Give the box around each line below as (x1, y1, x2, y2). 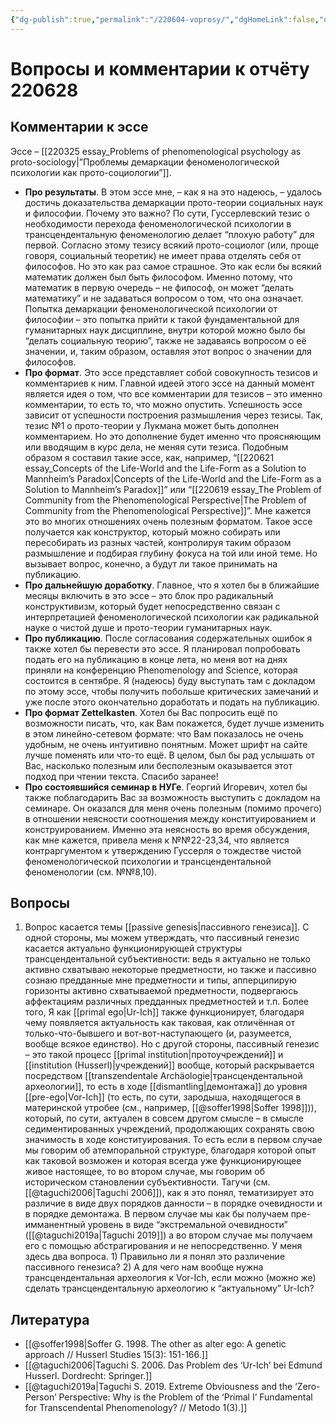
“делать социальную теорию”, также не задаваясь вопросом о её (24, 334, 307, 346)
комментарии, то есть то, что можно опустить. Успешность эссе (24, 398, 303, 410)
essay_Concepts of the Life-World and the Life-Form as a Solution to (24, 462, 307, 474)
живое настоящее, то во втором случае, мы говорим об (24, 1166, 265, 1178)
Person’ (24, 1391, 57, 1403)
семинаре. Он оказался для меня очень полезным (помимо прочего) (24, 802, 323, 814)
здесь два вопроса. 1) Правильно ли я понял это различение (24, 1251, 286, 1263)
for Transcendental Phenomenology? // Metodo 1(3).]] (24, 1402, 248, 1414)
